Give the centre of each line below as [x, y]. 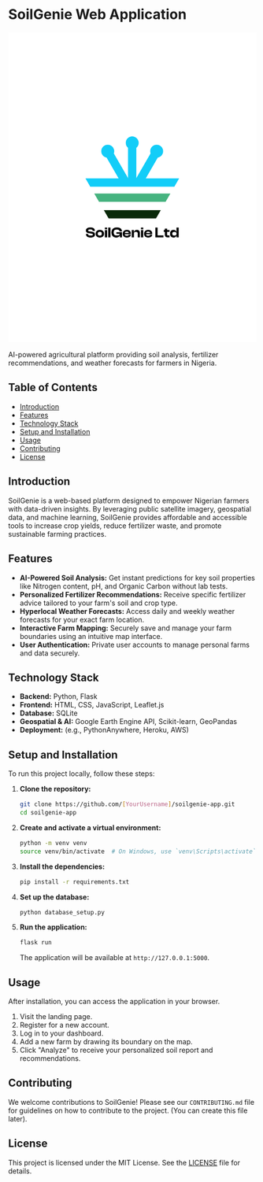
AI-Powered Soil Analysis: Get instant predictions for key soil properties [137, 578]
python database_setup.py [62, 912]
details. [20, 1171]
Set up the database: [54, 897]
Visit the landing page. [56, 1017]
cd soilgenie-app [48, 813]
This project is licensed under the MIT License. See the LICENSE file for [124, 1162]
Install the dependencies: [62, 866]
